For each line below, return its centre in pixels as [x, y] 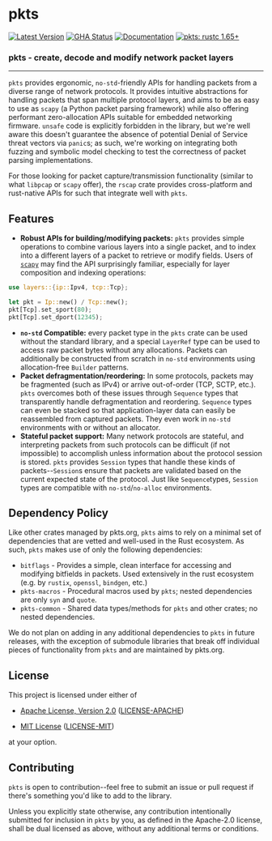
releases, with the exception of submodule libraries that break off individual [134, 642]
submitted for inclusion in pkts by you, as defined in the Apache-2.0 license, [136, 820]
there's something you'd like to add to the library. [90, 796]
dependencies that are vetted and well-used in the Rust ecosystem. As [126, 541]
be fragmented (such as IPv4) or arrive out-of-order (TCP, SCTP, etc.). [138, 384]
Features [31, 218]
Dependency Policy [59, 512]
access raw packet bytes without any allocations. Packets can [124, 350]
